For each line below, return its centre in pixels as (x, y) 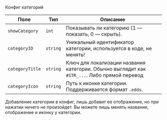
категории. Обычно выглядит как (106, 69)
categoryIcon (23, 86)
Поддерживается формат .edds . (104, 89)
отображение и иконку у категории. (43, 112)
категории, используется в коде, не (109, 48)
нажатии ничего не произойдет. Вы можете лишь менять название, (77, 107)
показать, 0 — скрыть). (94, 34)
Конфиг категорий (24, 7)
